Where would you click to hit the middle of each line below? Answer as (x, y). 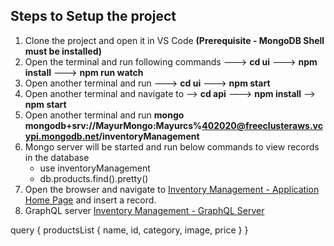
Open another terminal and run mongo (104, 115)
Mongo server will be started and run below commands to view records (172, 146)
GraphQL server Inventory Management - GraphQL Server (144, 210)
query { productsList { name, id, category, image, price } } (129, 230)
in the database (57, 157)
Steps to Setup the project (93, 16)
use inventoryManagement (95, 168)
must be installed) (63, 51)
